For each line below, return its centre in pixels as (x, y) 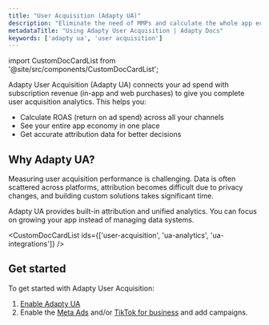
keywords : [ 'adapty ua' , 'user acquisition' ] (85, 38)
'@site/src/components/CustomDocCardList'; (83, 70)
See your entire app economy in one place (90, 126)
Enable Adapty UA (50, 303)
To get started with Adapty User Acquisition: (81, 288)
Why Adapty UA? (52, 160)
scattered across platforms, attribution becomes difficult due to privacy (126, 187)
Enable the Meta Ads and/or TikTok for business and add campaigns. (134, 312)
